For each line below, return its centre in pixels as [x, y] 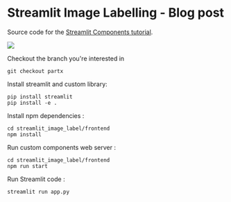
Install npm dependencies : [46, 115]
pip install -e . [32, 103]
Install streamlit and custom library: [57, 84]
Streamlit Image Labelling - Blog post [115, 13]
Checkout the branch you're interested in [66, 58]
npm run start [28, 166]
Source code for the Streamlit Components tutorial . [80, 32]
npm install [24, 134]
